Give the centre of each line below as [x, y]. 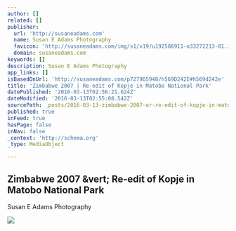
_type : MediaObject [36, 145]
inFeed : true [26, 118]
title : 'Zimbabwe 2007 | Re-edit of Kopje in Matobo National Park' [110, 86]
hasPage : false [29, 125]
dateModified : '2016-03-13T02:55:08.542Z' [70, 99]
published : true [31, 112]
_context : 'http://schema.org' [53, 138]
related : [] [25, 20]
